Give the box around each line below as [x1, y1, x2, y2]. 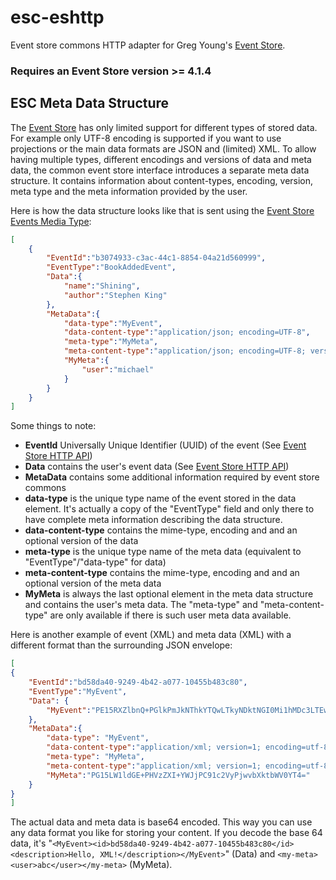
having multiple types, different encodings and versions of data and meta [10, 153, 312, 165]
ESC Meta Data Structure [10, 95, 170, 112]
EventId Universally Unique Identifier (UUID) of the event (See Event [24, 439, 307, 451]
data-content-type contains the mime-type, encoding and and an [24, 524, 298, 536]
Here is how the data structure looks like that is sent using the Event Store [10, 204, 315, 216]
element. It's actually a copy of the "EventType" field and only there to [24, 503, 315, 515]
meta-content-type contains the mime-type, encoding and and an [24, 567, 300, 579]
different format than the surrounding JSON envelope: [10, 639, 233, 651]
